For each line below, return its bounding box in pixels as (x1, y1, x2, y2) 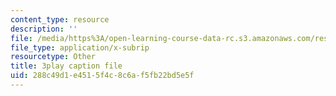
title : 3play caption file (10, 61, 123, 71)
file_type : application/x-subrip (10, 42, 150, 53)
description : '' (10, 24, 78, 34)
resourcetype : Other (10, 52, 97, 62)
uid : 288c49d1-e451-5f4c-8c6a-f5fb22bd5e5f (10, 71, 195, 81)
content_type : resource (10, 14, 110, 25)
